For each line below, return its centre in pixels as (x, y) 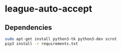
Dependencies (28, 28)
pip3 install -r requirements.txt (42, 43)
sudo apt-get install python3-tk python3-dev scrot (61, 39)
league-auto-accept (48, 9)
